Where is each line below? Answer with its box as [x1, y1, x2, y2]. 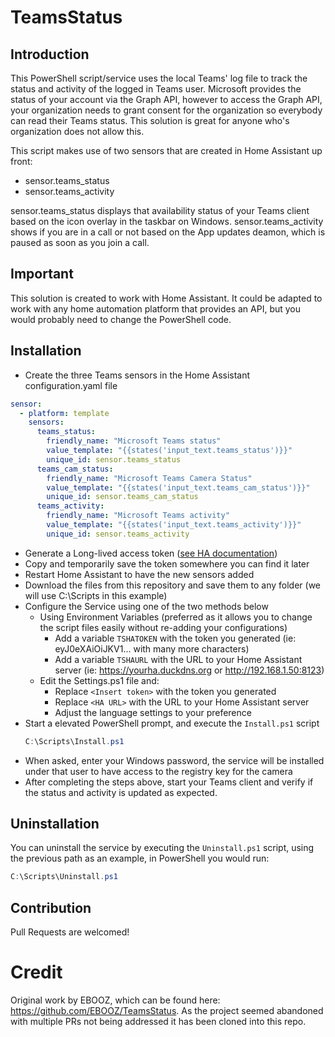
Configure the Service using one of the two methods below [24, 600, 269, 612]
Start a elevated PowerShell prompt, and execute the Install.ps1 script [24, 717, 320, 729]
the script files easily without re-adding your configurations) [39, 621, 288, 633]
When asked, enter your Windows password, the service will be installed [24, 754, 325, 766]
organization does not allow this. [10, 126, 145, 137]
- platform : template [19, 408, 110, 418]
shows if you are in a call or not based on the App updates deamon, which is [10, 226, 326, 238]
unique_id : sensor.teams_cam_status [46, 492, 199, 502]
